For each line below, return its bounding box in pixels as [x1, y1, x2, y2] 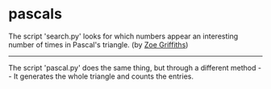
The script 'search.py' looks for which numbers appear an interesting [8, 31, 239, 41]
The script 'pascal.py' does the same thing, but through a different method [8, 63, 256, 72]
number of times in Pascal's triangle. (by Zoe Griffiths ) [8, 39, 189, 49]
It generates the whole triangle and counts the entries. [13, 71, 194, 81]
